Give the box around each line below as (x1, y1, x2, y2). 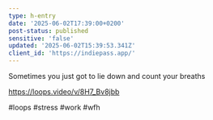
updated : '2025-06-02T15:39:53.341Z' (8, 42, 136, 50)
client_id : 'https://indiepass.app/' (8, 49, 136, 57)
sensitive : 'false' (8, 34, 75, 43)
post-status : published (8, 27, 89, 35)
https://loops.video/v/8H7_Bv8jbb (8, 87, 120, 97)
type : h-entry (8, 11, 57, 20)
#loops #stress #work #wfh (8, 102, 101, 112)
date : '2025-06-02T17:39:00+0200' (8, 19, 126, 27)
